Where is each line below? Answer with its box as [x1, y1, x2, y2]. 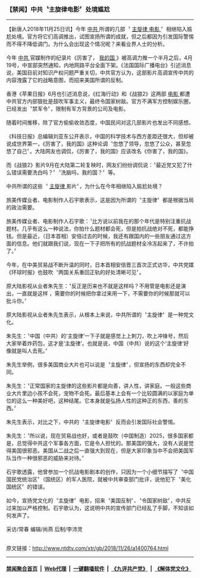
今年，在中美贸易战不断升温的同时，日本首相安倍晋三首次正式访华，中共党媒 [6, 261, 194, 269]
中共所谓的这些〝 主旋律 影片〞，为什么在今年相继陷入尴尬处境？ [6, 183, 163, 190]
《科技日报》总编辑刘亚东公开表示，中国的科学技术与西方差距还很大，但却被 [6, 133, 194, 140]
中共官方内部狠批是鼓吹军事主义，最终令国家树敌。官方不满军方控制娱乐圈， [6, 98, 194, 105]
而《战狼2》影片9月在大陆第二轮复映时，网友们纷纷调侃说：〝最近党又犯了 [6, 161, 187, 169]
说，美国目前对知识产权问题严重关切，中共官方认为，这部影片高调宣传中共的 [6, 69, 194, 76]
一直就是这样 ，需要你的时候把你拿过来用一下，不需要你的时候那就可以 [16, 290, 190, 297]
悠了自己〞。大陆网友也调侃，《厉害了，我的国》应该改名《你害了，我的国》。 [6, 148, 192, 155]
